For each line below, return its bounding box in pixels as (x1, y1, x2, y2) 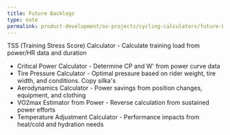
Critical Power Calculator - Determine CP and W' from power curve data (16, 62, 220, 71)
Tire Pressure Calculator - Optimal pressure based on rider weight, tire (16, 69, 216, 77)
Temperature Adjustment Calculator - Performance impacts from (16, 113, 200, 121)
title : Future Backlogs (7, 10, 75, 17)
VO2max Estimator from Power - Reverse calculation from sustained (16, 99, 210, 107)
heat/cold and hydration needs (16, 121, 104, 129)
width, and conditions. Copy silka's (16, 77, 116, 85)
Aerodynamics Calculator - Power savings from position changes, (16, 84, 203, 93)
